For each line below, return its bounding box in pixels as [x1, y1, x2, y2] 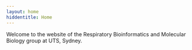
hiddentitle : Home [6, 14, 52, 20]
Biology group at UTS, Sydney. [6, 37, 82, 44]
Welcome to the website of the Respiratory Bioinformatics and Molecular [6, 30, 187, 37]
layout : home [6, 8, 39, 15]
